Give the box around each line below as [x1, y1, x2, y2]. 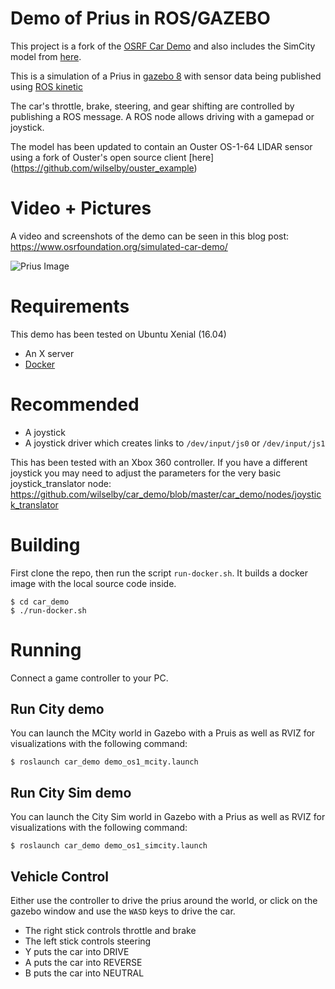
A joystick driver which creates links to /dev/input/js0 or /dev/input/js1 [24, 437, 326, 449]
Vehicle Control [10, 868, 109, 885]
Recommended [10, 393, 140, 416]
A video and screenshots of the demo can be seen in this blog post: [10, 230, 290, 242]
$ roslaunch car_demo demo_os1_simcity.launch [10, 841, 208, 851]
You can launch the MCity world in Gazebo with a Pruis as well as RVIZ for [10, 727, 316, 739]
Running [10, 638, 82, 661]
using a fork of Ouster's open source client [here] [10, 151, 215, 163]
